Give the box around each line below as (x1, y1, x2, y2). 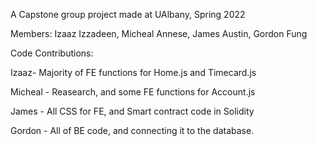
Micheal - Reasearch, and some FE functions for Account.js (10, 86, 256, 98)
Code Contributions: (10, 47, 94, 59)
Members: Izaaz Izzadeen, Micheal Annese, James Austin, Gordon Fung (10, 28, 308, 39)
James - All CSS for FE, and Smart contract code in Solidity (10, 105, 255, 117)
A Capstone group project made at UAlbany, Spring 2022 (10, 9, 246, 20)
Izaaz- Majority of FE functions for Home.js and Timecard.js (10, 67, 257, 78)
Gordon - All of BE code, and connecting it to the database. (10, 125, 255, 136)
